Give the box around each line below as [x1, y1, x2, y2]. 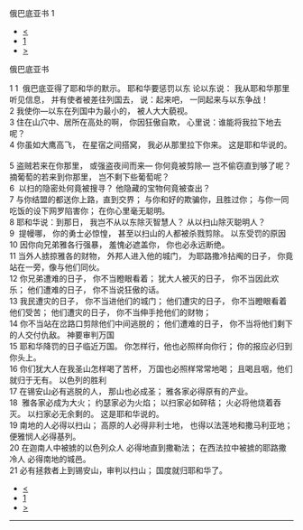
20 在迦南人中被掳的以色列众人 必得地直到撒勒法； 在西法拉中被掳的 [9, 442, 263, 453]
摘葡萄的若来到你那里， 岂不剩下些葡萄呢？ [9, 172, 170, 182]
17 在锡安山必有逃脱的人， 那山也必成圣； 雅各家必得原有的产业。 [9, 386, 253, 396]
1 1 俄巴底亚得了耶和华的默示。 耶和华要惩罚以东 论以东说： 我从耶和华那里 [9, 83, 290, 93]
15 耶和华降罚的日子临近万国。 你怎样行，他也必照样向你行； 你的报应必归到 [9, 341, 293, 351]
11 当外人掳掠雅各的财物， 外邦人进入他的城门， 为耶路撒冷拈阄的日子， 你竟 [9, 251, 294, 261]
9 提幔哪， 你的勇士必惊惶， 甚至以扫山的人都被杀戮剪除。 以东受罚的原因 [9, 228, 287, 238]
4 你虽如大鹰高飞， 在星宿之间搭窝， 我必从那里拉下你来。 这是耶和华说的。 [9, 139, 292, 150]
